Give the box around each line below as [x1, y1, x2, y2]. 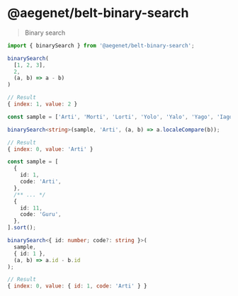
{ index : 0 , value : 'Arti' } [7, 145, 93, 153]
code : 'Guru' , [20, 211, 62, 218]
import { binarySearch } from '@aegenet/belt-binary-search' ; [7, 42, 195, 49]
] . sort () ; [7, 224, 37, 232]
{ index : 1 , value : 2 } [7, 101, 78, 108]
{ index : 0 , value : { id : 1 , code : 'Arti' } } [7, 283, 147, 290]
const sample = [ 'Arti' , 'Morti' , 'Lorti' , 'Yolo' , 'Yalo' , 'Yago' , [7, 113, 214, 120]
